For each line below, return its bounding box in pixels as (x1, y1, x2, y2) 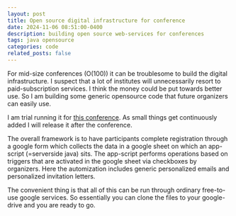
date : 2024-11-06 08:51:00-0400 (7, 23, 103, 30)
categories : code (7, 43, 59, 50)
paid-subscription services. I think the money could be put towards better (7, 84, 223, 93)
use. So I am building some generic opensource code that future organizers (7, 91, 228, 100)
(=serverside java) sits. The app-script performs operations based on (26, 149, 228, 158)
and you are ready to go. (23, 200, 96, 209)
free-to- (201, 186, 226, 194)
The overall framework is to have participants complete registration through (7, 134, 228, 142)
